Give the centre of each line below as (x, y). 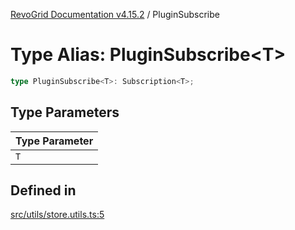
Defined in (43, 190)
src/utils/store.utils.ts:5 (57, 215)
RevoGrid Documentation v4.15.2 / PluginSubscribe (115, 14)
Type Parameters (65, 112)
